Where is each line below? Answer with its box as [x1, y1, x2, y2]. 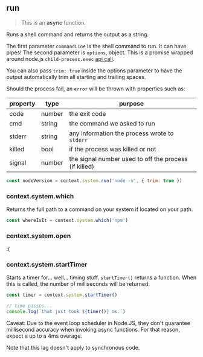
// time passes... [6, 303, 53, 309]
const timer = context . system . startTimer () [6, 292, 118, 299]
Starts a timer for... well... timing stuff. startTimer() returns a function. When [6, 274, 197, 281]
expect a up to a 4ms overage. [6, 332, 83, 340]
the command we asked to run [69, 119, 155, 127]
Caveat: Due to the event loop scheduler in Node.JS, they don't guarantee [6, 320, 190, 327]
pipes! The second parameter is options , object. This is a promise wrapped [6, 49, 193, 56]
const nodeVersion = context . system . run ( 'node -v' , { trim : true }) [6, 177, 182, 184]
